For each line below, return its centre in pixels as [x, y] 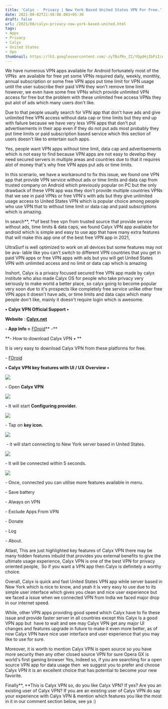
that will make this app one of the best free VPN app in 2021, [67, 238]
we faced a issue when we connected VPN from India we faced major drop [82, 598]
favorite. [14, 676]
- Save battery [20, 492]
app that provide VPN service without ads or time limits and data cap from [81, 180]
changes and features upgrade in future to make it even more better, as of [81, 629]
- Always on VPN [23, 502]
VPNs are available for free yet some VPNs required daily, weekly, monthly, [83, 76]
